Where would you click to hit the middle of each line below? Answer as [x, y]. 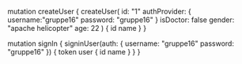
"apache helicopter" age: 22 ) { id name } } [77, 28]
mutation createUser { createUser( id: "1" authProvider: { [99, 11]
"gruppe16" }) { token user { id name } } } [74, 52]
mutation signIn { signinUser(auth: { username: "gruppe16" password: [121, 43]
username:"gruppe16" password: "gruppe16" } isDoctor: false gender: [121, 20]
